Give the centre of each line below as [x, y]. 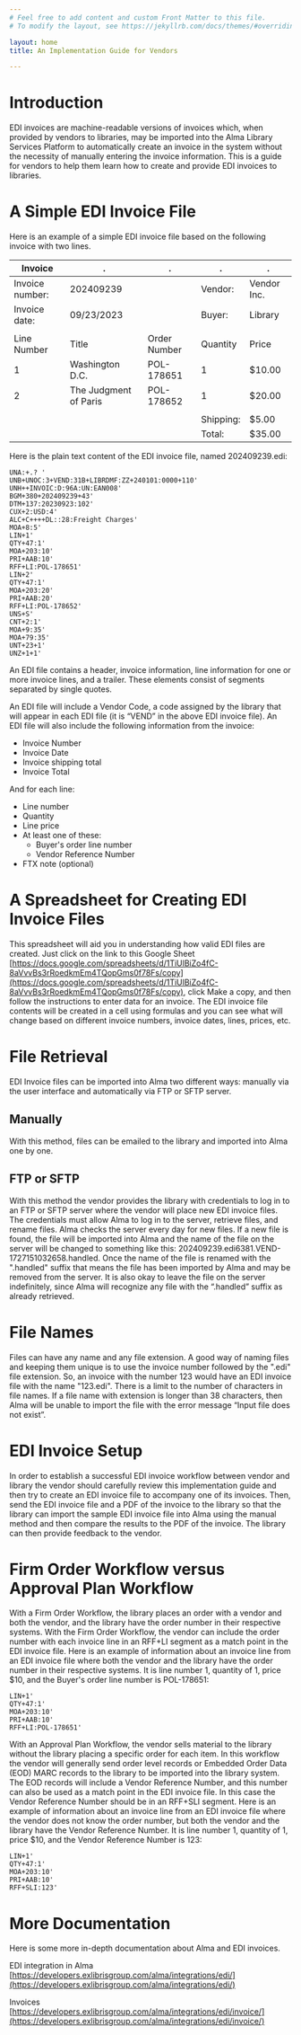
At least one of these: [62, 836]
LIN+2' [21, 575]
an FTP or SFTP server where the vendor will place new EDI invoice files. [143, 1210]
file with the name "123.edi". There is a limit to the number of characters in [146, 1385]
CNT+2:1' [26, 622]
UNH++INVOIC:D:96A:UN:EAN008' [66, 489]
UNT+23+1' [28, 646]
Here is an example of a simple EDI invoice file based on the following [138, 237]
